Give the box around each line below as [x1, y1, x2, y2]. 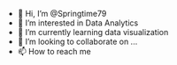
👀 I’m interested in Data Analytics [17, 18, 139, 28]
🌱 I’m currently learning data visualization [17, 27, 169, 37]
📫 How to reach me [17, 47, 91, 56]
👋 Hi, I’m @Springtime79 [17, 9, 107, 18]
